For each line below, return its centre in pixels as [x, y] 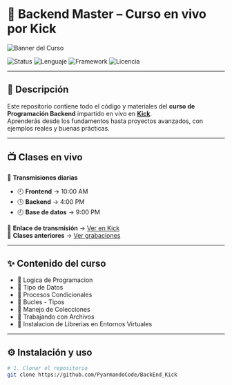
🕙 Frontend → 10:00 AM [52, 191]
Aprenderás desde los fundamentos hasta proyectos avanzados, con [105, 121]
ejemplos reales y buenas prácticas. [59, 128]
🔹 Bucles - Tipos [41, 302]
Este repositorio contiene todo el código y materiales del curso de [101, 106]
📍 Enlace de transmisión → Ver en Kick [64, 228]
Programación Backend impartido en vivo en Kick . [80, 113]
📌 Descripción [38, 90]
